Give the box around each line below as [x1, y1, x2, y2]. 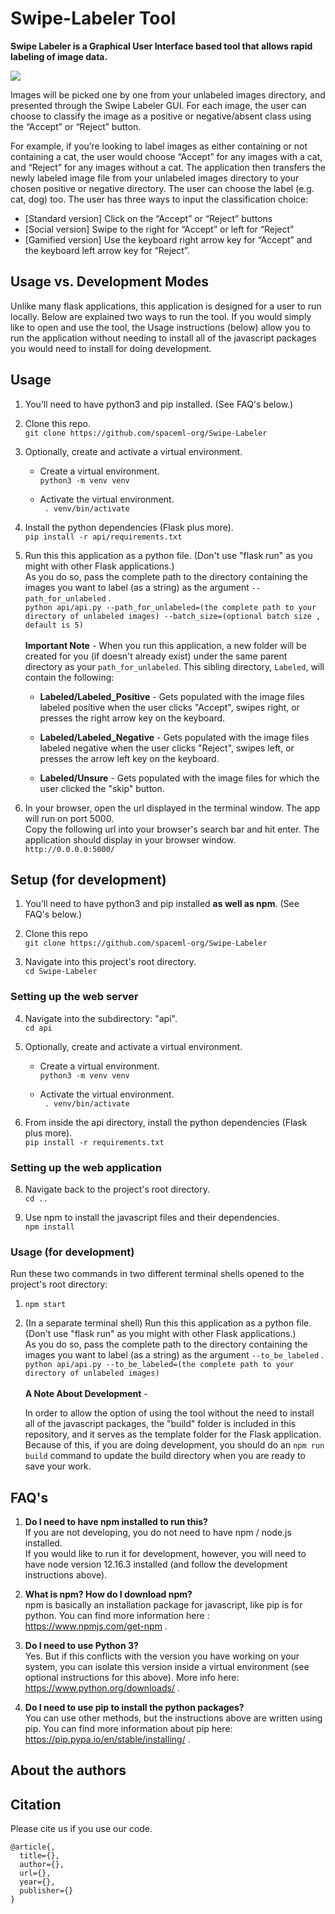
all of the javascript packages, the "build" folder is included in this [24, 1418, 297, 1430]
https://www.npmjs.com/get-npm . [24, 1620, 168, 1632]
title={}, [19, 1851, 60, 1861]
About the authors [10, 1762, 127, 1779]
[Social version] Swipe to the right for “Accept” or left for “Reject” [24, 223, 295, 235]
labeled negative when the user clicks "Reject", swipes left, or [39, 742, 295, 754]
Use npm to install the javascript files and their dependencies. [24, 1211, 280, 1223]
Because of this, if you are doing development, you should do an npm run [24, 1439, 325, 1451]
